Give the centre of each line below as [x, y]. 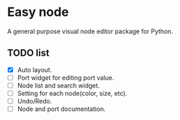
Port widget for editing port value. [66, 78]
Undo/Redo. [34, 101]
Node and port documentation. [62, 109]
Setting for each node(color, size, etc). [72, 93]
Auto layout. [34, 69]
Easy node [38, 12]
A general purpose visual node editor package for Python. [90, 31]
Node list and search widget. [58, 85]
